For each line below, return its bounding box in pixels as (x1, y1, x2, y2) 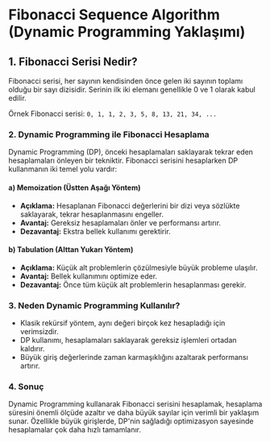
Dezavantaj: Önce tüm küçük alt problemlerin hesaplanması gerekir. (19, 279, 247, 289)
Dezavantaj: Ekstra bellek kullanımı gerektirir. (19, 226, 171, 236)
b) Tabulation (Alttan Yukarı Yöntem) (8, 245, 134, 254)
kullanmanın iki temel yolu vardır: (8, 164, 118, 174)
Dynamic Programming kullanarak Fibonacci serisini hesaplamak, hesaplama (8, 399, 263, 409)
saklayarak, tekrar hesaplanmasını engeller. (19, 209, 164, 219)
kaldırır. (19, 344, 45, 353)
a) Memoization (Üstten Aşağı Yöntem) (8, 183, 141, 192)
